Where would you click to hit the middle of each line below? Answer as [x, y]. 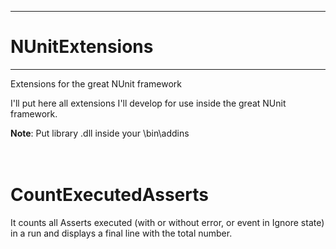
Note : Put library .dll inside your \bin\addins [100, 133]
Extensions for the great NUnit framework [96, 83]
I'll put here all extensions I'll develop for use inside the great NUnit [148, 103]
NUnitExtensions [82, 47]
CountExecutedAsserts [109, 195]
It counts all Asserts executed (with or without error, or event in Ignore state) [167, 222]
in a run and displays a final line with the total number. [121, 233]
